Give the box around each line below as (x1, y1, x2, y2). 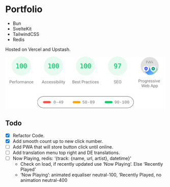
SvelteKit (12, 25, 32, 31)
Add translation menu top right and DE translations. (12, 149, 120, 156)
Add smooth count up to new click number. (12, 138, 103, 144)
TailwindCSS (12, 31, 40, 37)
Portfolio (5, 4, 43, 15)
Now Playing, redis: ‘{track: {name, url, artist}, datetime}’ (12, 155, 131, 161)
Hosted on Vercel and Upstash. (5, 46, 71, 52)
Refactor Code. (12, 132, 45, 138)
